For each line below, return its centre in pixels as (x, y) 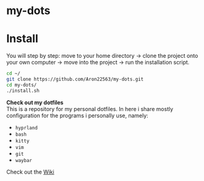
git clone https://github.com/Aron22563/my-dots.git (75, 79)
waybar (24, 160)
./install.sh (23, 90)
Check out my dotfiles (35, 102)
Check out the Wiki (30, 172)
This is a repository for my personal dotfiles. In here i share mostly (90, 109)
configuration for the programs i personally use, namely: (77, 115)
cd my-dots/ (21, 85)
